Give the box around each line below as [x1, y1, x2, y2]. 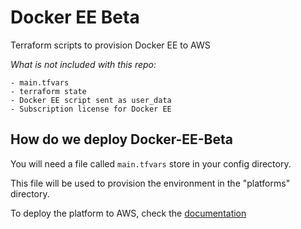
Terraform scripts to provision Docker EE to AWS [10, 39, 211, 51]
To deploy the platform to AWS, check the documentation [10, 207, 247, 219]
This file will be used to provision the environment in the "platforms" [10, 177, 291, 189]
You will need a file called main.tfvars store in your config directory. [10, 157, 292, 170]
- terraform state [10, 86, 87, 96]
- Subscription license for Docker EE [10, 104, 172, 114]
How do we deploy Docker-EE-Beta [10, 131, 233, 148]
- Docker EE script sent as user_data [10, 95, 172, 105]
